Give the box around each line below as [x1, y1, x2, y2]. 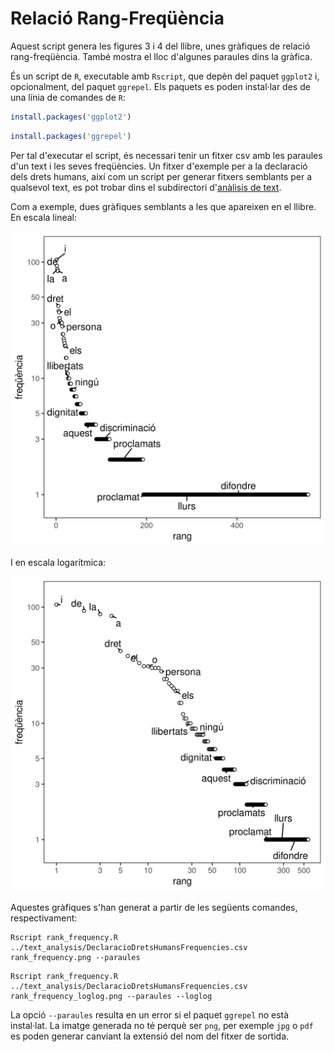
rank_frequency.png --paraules [10, 952, 141, 962]
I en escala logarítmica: [10, 556, 107, 568]
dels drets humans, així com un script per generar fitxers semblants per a [10, 170, 313, 182]
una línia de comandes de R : [10, 91, 127, 103]
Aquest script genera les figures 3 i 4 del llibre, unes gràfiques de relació [10, 40, 311, 52]
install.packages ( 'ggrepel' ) [10, 131, 132, 141]
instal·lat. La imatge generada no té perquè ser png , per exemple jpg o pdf [10, 1019, 314, 1031]
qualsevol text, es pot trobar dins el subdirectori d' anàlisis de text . [10, 181, 282, 193]
